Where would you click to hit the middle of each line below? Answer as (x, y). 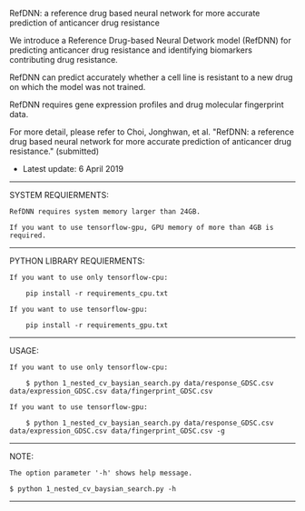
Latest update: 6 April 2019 (73, 169)
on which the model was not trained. (78, 87)
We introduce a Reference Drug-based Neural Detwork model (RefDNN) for (151, 40)
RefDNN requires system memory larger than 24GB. (105, 212)
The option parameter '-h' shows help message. (101, 473)
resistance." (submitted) (54, 151)
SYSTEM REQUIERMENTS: (59, 195)
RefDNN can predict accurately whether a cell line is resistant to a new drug (151, 77)
